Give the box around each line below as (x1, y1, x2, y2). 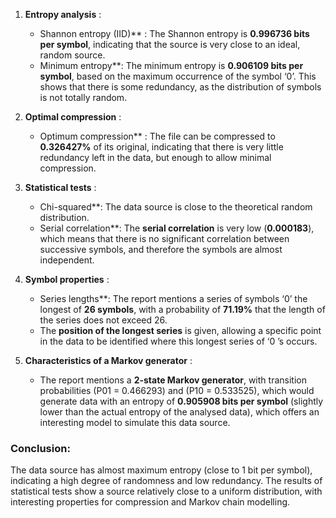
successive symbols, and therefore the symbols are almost (39, 244, 283, 255)
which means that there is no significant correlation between (39, 233, 290, 244)
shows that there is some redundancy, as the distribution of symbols (39, 81, 322, 93)
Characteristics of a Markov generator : (24, 355, 193, 366)
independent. (39, 254, 95, 266)
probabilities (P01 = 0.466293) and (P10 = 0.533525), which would (39, 385, 315, 396)
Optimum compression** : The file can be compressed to (39, 130, 276, 142)
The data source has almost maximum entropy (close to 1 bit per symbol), (10, 464, 313, 476)
